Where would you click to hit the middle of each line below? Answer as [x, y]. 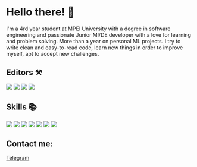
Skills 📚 [21, 107]
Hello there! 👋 [40, 12]
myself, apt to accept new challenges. [53, 53]
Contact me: [30, 144]
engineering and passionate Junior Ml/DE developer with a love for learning [99, 34]
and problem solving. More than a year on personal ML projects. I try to [93, 41]
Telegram [18, 158]
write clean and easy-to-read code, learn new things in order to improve [95, 48]
